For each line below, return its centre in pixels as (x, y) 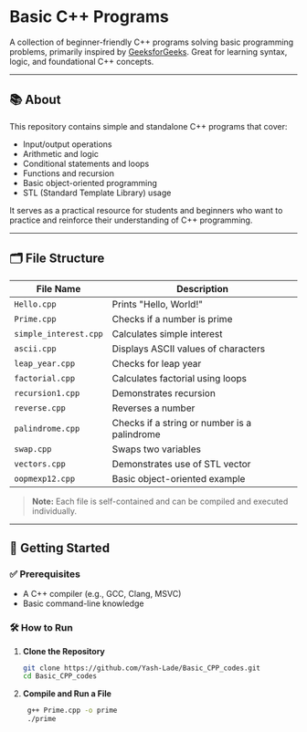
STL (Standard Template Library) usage (97, 193)
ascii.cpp (35, 348)
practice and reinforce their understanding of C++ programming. (131, 220)
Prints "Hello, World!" (158, 304)
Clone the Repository (64, 651)
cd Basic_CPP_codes (60, 676)
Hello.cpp (35, 304)
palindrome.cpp (47, 428)
